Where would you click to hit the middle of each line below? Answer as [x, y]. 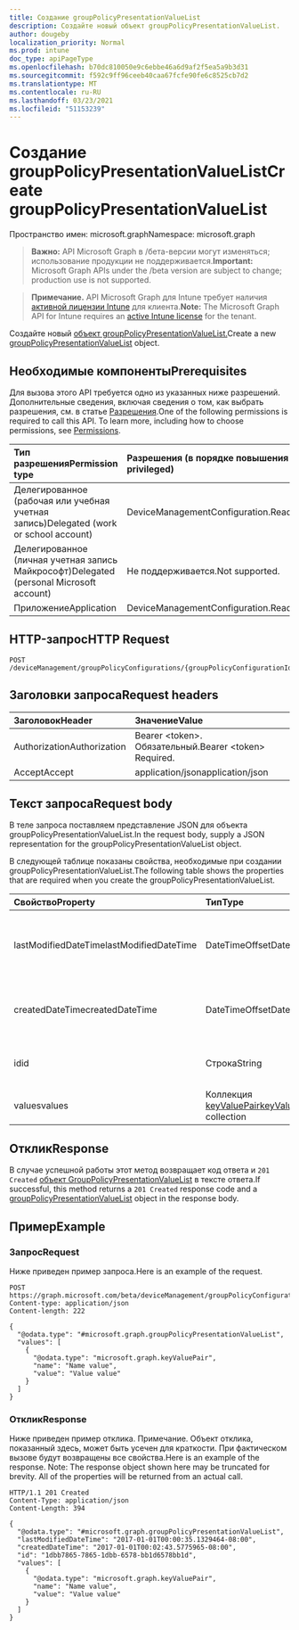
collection [226, 1117]
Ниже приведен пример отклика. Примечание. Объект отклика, [131, 1439]
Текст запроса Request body [91, 804]
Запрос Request [44, 1252]
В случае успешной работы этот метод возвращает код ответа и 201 [139, 1170]
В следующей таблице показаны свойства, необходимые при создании [145, 861]
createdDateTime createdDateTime [85, 1010]
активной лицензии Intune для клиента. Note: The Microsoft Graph [155, 307]
